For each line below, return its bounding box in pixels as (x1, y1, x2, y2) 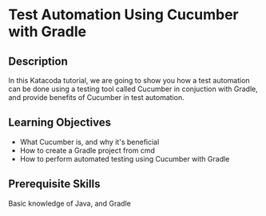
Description (8, 54, 68, 68)
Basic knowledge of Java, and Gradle (8, 198, 132, 208)
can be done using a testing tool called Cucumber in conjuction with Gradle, (8, 84, 258, 94)
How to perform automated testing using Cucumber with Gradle (19, 154, 230, 163)
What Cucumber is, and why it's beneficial (19, 137, 160, 146)
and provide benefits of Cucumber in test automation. (8, 93, 185, 102)
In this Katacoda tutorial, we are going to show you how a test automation (8, 76, 250, 85)
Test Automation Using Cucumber (8, 6, 239, 24)
